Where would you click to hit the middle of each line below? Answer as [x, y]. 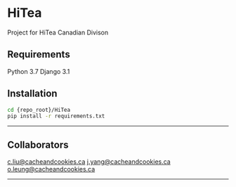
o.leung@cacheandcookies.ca [51, 169]
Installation [32, 94]
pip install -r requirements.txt [56, 116]
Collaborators [38, 144]
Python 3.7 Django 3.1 [39, 71]
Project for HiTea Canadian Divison [58, 32]
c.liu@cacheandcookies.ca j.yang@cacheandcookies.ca [89, 162]
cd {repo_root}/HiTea [39, 110]
